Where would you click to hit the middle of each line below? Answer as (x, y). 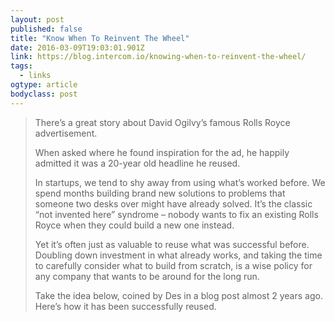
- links (35, 76)
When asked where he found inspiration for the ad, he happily (162, 152)
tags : (21, 66)
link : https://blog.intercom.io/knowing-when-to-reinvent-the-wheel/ (158, 57)
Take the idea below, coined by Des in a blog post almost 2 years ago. (178, 295)
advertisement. (66, 133)
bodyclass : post (44, 94)
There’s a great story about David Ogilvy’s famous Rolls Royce (162, 122)
